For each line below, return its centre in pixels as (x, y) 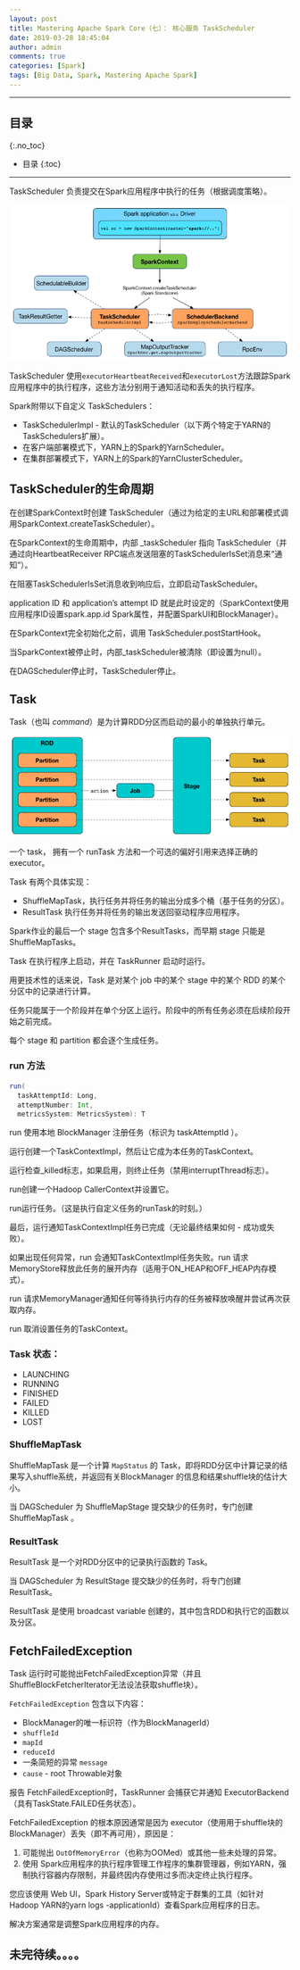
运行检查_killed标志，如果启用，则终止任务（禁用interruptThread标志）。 (142, 1170)
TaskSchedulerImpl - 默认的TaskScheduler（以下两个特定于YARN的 (146, 425)
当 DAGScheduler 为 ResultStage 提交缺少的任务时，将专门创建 (125, 1581)
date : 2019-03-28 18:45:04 (59, 37)
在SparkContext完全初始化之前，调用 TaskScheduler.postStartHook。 (137, 633)
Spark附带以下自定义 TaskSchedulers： (82, 405)
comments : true (37, 57)
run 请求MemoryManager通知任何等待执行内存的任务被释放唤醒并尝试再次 (146, 1299)
